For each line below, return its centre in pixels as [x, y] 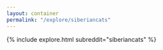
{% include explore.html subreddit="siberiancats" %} [81, 39]
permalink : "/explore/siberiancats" [59, 20]
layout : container [33, 13]
